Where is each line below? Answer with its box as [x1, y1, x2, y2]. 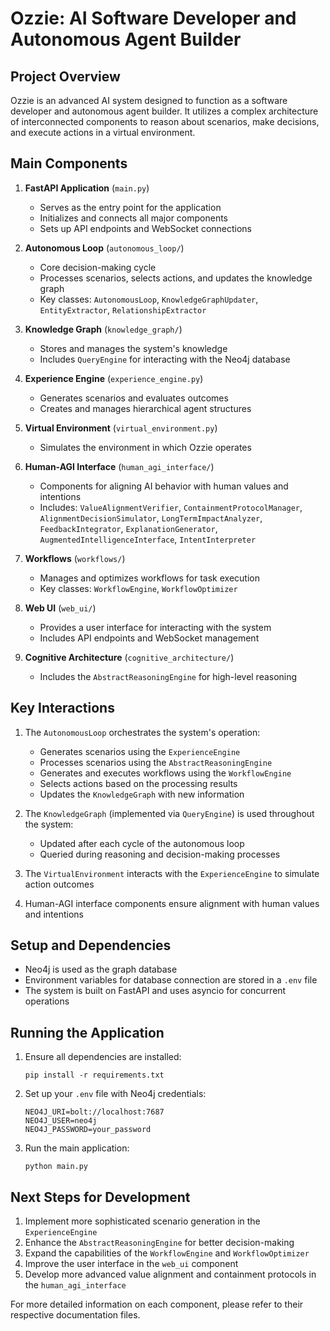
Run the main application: [24, 1142, 130, 1154]
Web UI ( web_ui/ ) [24, 602, 97, 614]
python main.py [24, 1162, 89, 1172]
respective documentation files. [10, 1309, 141, 1321]
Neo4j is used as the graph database [24, 963, 178, 976]
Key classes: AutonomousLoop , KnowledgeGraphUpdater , [39, 293, 259, 305]
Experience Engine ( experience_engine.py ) [24, 372, 204, 384]
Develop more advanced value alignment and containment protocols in [24, 1268, 317, 1281]
